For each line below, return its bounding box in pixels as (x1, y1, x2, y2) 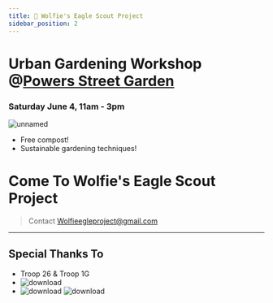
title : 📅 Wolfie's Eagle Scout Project (8, 11, 144, 20)
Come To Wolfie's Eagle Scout (8, 172, 216, 191)
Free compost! (19, 135, 69, 145)
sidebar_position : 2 (8, 19, 79, 28)
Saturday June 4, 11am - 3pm (8, 101, 125, 112)
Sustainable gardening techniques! (19, 143, 137, 153)
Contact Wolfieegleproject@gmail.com (28, 216, 158, 226)
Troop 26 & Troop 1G (19, 269, 90, 279)
